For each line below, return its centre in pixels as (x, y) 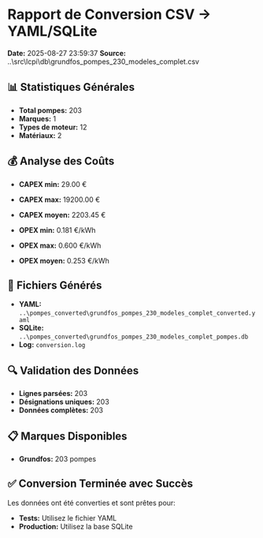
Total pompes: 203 (50, 110)
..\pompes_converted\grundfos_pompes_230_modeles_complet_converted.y (137, 313)
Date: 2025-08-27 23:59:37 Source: (67, 53)
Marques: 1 (37, 118)
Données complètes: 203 (61, 410)
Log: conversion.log (52, 345)
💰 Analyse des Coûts (61, 161)
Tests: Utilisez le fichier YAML (68, 517)
